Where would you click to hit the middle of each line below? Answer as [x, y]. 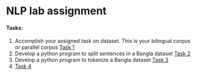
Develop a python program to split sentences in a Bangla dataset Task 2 [103, 54]
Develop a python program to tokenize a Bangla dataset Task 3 [92, 60]
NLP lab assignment [56, 11]
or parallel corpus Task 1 [45, 47]
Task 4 [23, 66]
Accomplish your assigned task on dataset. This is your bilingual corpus [103, 41]
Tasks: [15, 27]
